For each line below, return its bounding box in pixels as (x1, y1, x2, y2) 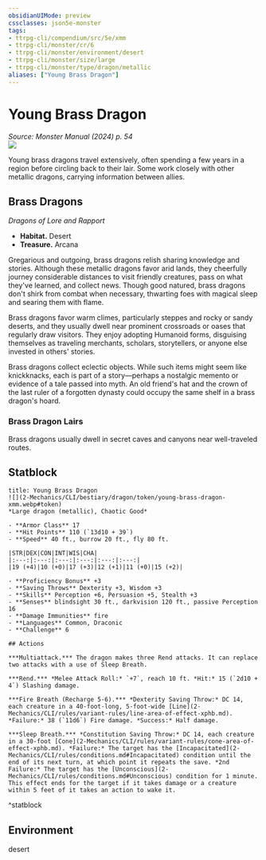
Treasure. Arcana (19, 240, 79, 249)
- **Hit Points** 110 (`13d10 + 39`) (8, 529, 134, 537)
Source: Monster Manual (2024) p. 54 (8, 131, 133, 141)
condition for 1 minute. (175, 772, 259, 780)
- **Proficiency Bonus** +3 (8, 577, 102, 585)
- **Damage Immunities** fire (8, 612, 109, 620)
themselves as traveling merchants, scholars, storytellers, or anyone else (8, 338, 248, 348)
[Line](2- (168, 702, 201, 711)
